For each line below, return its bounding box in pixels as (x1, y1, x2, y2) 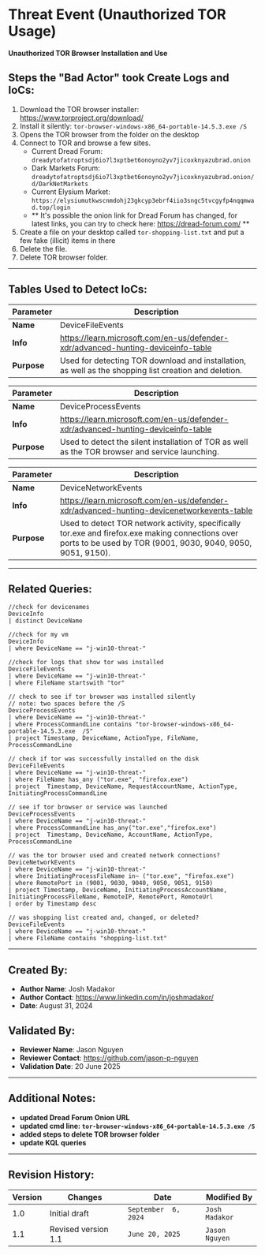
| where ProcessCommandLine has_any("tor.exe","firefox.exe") (8, 824, 217, 832)
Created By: (8, 963, 69, 977)
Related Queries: (8, 582, 92, 596)
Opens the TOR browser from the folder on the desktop (19, 129, 200, 139)
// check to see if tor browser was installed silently (8, 693, 196, 701)
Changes (67, 1191, 103, 1202)
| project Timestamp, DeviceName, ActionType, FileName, (8, 734, 200, 742)
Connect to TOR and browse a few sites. (19, 138, 151, 148)
